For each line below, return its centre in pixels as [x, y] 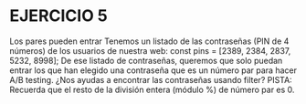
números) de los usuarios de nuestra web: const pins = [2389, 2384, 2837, [150, 50]
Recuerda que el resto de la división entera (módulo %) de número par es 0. [152, 89]
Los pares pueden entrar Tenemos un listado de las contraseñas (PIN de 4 [149, 41]
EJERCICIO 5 [58, 16]
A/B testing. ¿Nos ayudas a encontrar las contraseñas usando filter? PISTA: [151, 79]
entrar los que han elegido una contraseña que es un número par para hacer [153, 70]
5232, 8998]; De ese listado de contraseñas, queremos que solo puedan [146, 60]
